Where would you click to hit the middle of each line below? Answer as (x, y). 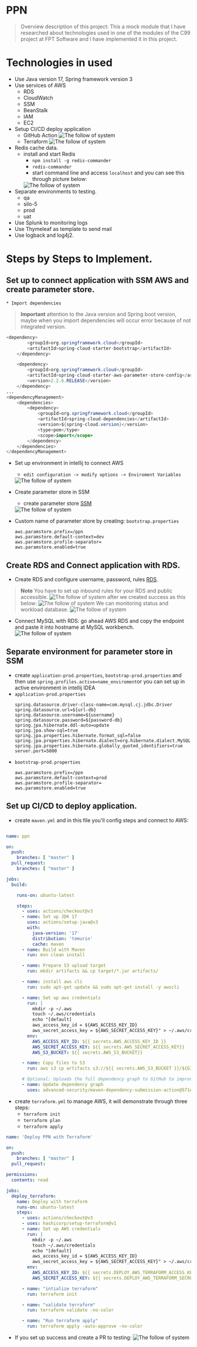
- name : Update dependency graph (62, 1085)
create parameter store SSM (57, 504)
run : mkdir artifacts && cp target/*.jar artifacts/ (93, 971)
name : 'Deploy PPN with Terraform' (50, 1137)
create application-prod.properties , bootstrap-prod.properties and (98, 675)
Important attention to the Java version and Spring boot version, (98, 314)
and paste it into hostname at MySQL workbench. (74, 627)
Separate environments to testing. (55, 191)
